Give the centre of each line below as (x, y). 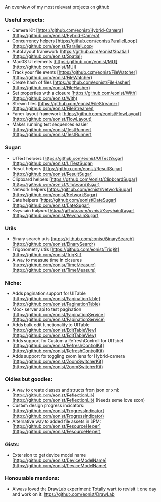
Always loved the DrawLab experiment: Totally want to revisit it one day (84, 489)
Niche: (13, 283)
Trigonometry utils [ (32, 249)
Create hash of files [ (33, 82)
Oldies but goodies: (29, 379)
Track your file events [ (35, 72)
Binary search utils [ (32, 239)
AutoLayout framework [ (37, 52)
